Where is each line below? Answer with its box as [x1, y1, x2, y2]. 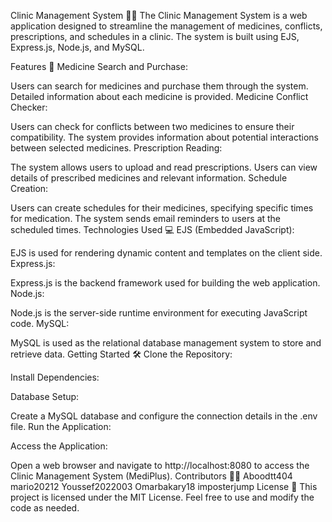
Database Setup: [10, 391, 80, 402]
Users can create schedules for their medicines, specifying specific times [10, 202, 314, 214]
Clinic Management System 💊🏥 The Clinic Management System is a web [10, 10, 308, 21]
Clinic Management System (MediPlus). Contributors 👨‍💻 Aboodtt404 [10, 470, 293, 482]
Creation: [10, 183, 49, 194]
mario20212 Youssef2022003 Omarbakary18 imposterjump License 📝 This [10, 481, 318, 492]
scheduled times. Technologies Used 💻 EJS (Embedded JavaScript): [10, 224, 295, 235]
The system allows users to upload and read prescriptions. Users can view [10, 161, 318, 173]
